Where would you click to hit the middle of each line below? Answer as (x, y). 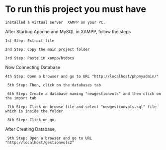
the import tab (21, 98)
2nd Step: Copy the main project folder (48, 49)
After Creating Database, (31, 129)
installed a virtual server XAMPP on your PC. (55, 22)
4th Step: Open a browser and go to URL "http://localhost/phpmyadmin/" (82, 76)
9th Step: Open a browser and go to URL (50, 138)
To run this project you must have (76, 9)
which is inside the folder (34, 111)
